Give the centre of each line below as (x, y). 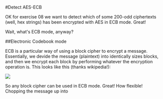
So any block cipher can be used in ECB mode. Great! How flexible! (74, 86)
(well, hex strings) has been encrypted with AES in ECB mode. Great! (76, 22)
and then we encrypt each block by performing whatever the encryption (79, 61)
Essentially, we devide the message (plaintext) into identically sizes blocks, (82, 56)
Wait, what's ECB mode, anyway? (39, 32)
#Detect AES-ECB (24, 7)
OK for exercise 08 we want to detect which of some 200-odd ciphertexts (81, 17)
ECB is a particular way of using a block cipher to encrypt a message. (76, 51)
